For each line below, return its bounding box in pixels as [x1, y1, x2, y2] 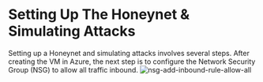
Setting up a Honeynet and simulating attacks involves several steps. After [8, 48, 250, 58]
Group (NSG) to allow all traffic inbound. [8, 65, 138, 74]
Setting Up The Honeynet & [8, 6, 190, 24]
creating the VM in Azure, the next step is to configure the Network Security [8, 57, 256, 66]
